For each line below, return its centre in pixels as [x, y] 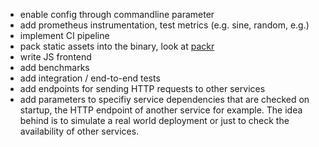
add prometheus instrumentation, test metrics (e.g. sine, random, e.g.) [164, 25]
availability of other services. [79, 131]
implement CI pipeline [64, 35]
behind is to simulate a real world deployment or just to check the [154, 120]
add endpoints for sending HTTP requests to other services [142, 88]
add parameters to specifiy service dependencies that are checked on [164, 99]
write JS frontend [55, 57]
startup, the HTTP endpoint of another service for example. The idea [161, 110]
